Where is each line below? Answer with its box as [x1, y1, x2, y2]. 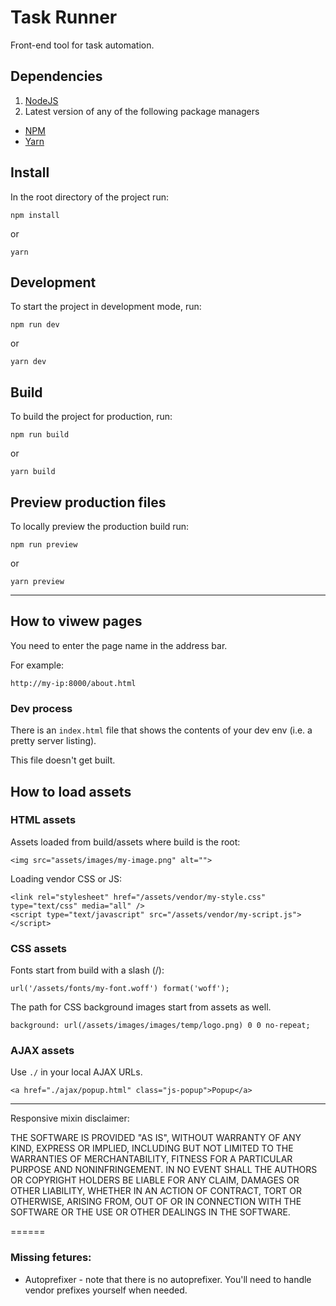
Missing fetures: [10, 1251, 92, 1265]
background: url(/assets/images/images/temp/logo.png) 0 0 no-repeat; [10, 1021, 311, 1031]
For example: [10, 659, 65, 671]
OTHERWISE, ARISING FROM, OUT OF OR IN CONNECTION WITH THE [10, 1196, 302, 1208]
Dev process [10, 701, 73, 715]
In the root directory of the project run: [10, 191, 169, 203]
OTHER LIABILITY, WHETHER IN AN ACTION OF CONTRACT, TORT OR [10, 1185, 302, 1197]
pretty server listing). [10, 735, 97, 747]
